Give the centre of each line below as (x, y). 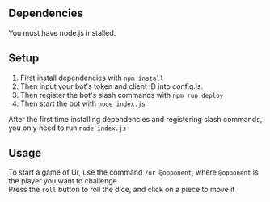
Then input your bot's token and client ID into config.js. (112, 86)
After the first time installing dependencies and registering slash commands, (135, 119)
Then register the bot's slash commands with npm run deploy (122, 95)
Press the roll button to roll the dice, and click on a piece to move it (122, 190)
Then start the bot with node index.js (82, 103)
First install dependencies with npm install (92, 78)
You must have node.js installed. (62, 32)
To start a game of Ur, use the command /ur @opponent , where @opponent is (133, 172)
